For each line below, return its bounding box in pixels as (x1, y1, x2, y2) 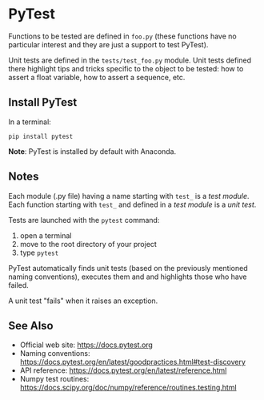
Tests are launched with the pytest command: (8, 215, 160, 224)
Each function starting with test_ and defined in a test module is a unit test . (8, 200, 257, 209)
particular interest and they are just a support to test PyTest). (8, 39, 209, 49)
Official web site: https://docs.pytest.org (19, 340, 154, 349)
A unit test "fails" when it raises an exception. (8, 296, 158, 305)
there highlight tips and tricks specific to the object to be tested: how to (8, 63, 244, 73)
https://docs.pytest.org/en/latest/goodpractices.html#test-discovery (19, 358, 246, 367)
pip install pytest (8, 132, 74, 140)
